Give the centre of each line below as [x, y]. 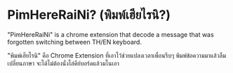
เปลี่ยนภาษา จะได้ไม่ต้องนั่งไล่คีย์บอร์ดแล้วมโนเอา [63, 63]
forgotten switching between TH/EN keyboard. [75, 42]
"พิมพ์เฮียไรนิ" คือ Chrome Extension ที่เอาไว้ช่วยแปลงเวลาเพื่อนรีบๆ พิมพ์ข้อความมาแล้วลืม [117, 55]
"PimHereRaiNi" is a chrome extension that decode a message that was [111, 34]
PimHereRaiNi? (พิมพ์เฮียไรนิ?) [89, 15]
